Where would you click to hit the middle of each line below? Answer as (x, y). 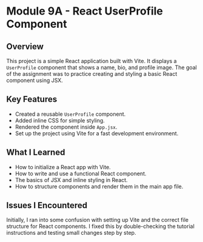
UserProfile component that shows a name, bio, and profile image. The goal (101, 67)
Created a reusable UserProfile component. (70, 114)
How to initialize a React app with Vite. (63, 167)
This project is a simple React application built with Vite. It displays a (92, 61)
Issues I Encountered (47, 205)
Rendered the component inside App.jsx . (66, 127)
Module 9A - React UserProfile (85, 11)
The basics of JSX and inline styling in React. (72, 180)
